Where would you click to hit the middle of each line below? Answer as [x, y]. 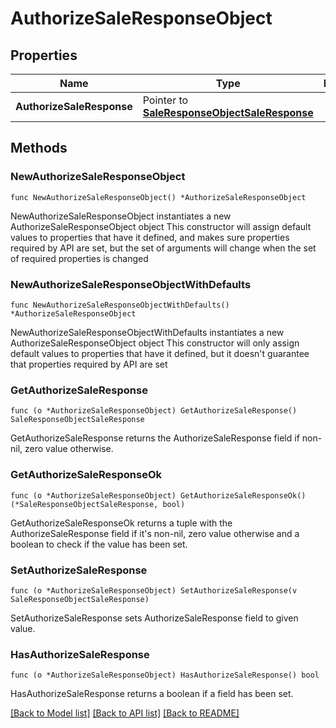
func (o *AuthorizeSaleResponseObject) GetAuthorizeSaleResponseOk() [158, 495]
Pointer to [165, 100]
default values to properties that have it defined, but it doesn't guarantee [160, 353]
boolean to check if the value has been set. [99, 544]
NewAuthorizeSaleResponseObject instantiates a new [121, 216]
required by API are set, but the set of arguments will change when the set [163, 248]
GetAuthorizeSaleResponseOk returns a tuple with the [121, 523]
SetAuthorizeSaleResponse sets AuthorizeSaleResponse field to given [154, 618]
